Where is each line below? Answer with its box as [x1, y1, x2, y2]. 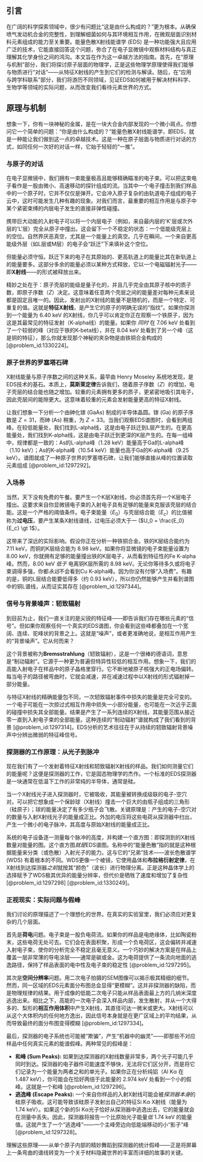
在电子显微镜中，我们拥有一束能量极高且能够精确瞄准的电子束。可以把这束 [6, 174, 192, 182]
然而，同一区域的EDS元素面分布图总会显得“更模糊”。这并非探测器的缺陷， [6, 982, 191, 989]
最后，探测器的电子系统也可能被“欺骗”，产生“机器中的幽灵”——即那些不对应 [6, 1032, 196, 1040]
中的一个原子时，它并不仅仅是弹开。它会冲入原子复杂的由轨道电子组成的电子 [6, 190, 197, 197]
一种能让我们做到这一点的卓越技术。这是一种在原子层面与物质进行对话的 [11, 135, 192, 142]
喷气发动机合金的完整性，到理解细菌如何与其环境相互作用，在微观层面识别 [6, 30, 192, 38]
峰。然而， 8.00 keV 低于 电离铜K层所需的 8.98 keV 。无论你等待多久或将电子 [6, 560, 196, 567]
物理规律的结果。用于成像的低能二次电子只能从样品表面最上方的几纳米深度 [11, 989, 197, 997]
